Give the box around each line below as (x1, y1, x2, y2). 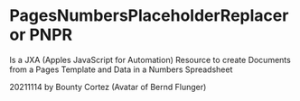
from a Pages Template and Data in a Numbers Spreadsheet (9, 64, 233, 75)
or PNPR (9, 24, 73, 45)
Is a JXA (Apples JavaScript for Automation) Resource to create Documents (9, 54, 291, 65)
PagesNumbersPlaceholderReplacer (9, 5, 289, 26)
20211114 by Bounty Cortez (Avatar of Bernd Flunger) (9, 81, 207, 92)
